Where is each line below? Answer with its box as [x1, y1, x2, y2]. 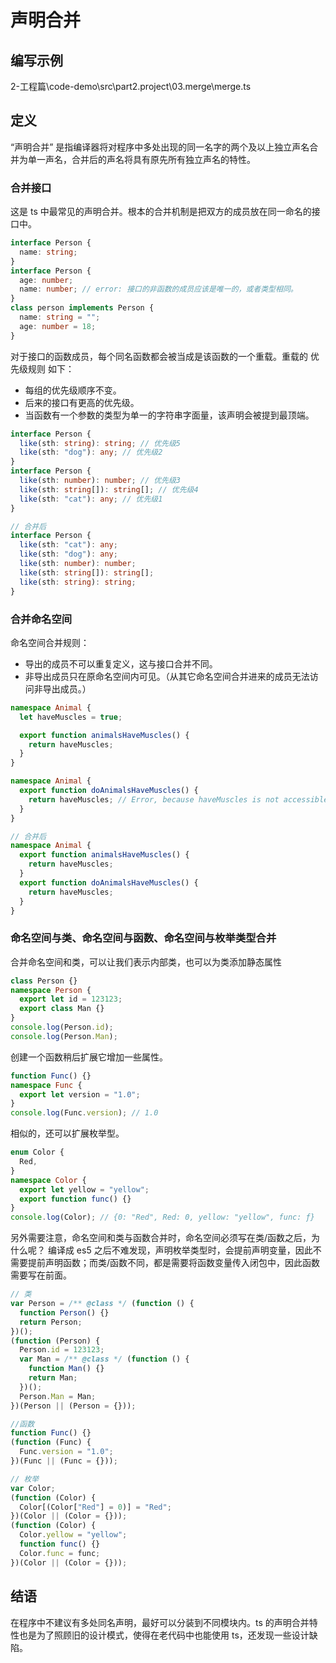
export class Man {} [19, 1004, 105, 1014]
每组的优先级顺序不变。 [24, 384, 122, 396]
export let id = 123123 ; [19, 994, 123, 1005]
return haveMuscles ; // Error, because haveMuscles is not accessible [28, 794, 329, 805]
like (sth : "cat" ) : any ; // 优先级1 [19, 494, 163, 504]
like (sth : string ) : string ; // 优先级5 [19, 438, 182, 448]
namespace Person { [10, 985, 92, 995]
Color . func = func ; [19, 1548, 101, 1558]
